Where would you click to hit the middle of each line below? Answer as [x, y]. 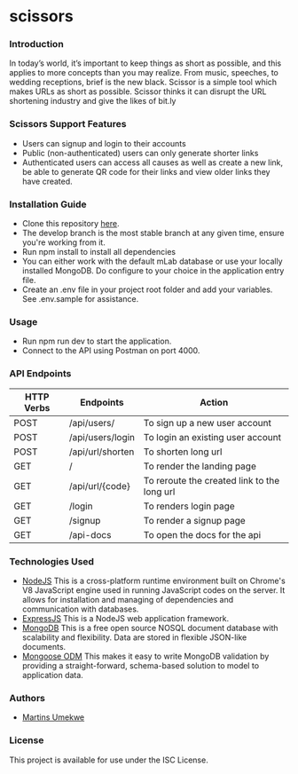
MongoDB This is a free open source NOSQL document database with [150, 628]
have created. [47, 181]
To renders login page [189, 506]
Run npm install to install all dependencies [98, 252]
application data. [53, 675]
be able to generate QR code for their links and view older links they [146, 171]
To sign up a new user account [208, 423]
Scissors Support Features [68, 124]
